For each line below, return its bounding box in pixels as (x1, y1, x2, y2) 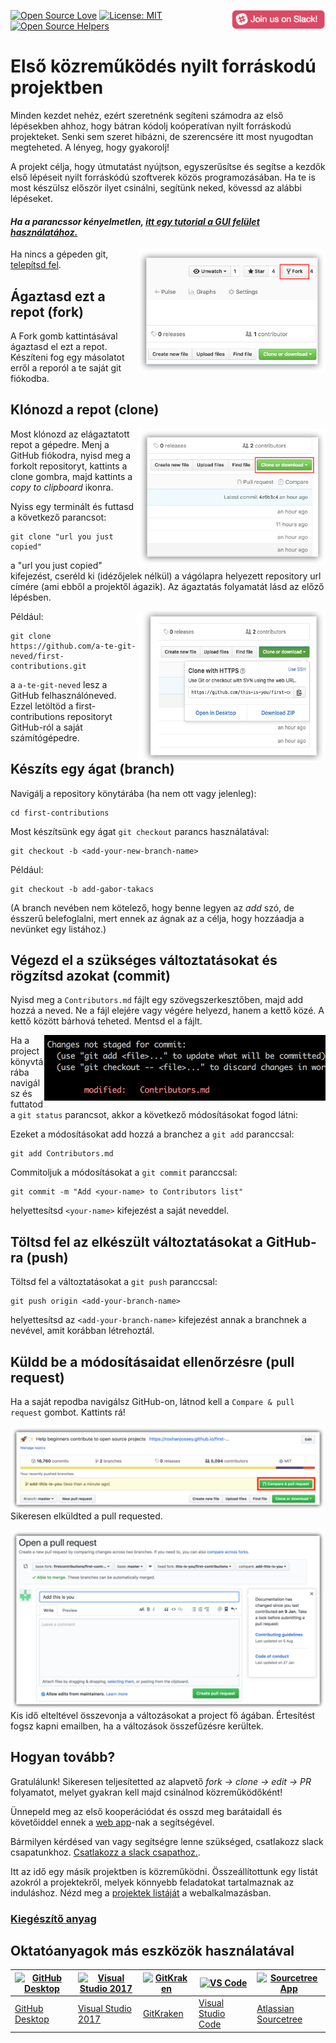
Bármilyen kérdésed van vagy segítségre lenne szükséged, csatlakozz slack (10, 1835, 324, 1847)
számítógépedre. (10, 731, 80, 744)
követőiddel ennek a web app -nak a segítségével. (10, 1816, 215, 1828)
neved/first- (10, 651, 65, 661)
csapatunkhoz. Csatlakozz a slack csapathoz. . (10, 1846, 201, 1858)
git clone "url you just (10, 531, 114, 542)
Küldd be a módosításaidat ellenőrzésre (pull (10, 1353, 295, 1370)
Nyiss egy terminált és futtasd (10, 500, 135, 512)
